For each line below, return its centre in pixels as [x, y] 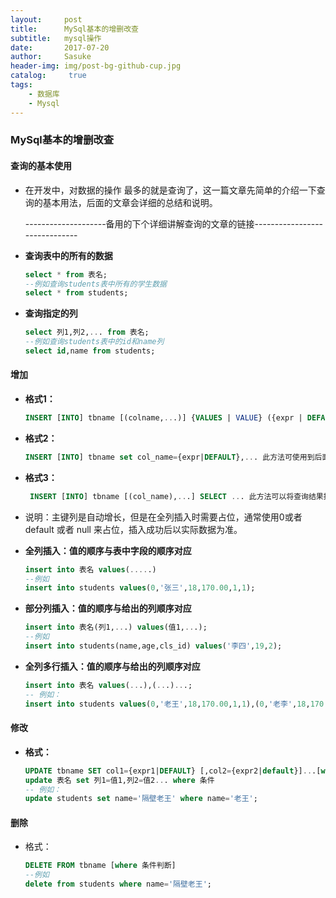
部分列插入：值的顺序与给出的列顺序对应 [108, 608]
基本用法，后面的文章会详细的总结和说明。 [130, 202]
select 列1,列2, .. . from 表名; [87, 332]
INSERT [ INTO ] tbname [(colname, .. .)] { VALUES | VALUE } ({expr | [163, 418]
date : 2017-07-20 [60, 47]
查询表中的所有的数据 [68, 255]
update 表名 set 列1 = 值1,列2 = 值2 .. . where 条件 [119, 780]
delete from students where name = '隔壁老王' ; [118, 884]
